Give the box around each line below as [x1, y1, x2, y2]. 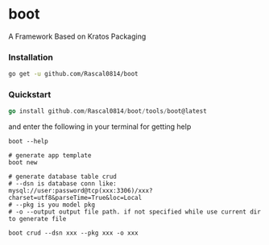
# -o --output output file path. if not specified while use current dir [8, 208, 262, 216]
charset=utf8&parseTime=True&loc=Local [8, 194, 143, 202]
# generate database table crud [8, 172, 117, 181]
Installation [8, 52, 54, 63]
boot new [8, 159, 38, 167]
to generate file [8, 215, 67, 223]
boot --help [8, 138, 48, 146]
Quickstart [8, 89, 52, 101]
